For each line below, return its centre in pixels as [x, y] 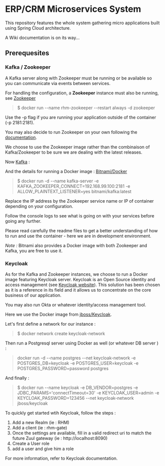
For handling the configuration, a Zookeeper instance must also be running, [82, 93]
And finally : [17, 378]
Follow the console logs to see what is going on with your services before [80, 215]
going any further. [23, 221]
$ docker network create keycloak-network [61, 333]
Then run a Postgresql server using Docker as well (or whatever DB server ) [82, 343]
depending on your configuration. [39, 206]
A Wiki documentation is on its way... [42, 38]
